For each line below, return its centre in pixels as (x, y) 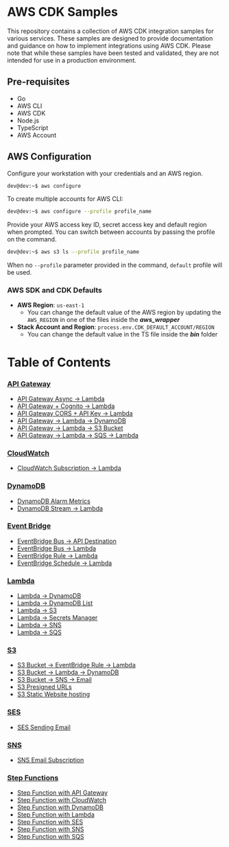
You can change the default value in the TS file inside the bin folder (122, 334)
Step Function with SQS (50, 837)
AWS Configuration (49, 157)
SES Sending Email (44, 727)
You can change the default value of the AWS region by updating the (124, 312)
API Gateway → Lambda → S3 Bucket (70, 428)
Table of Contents (59, 362)
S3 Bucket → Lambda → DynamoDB (68, 672)
